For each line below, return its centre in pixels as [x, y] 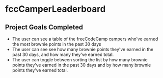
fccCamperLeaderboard [55, 9]
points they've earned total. [40, 70]
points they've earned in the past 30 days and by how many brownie [81, 65]
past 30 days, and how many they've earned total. [63, 54]
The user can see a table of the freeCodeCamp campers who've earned [85, 39]
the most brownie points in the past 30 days [57, 44]
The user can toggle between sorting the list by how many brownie [80, 60]
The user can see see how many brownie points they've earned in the [83, 49]
